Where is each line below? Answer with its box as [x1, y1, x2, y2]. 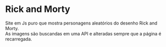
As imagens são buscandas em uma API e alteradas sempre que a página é [5, 30, 161, 36]
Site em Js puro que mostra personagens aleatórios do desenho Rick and [5, 20, 157, 26]
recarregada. [5, 36, 32, 42]
